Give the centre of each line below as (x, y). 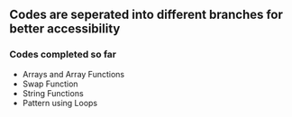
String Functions (53, 93)
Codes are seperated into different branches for (146, 15)
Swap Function (50, 84)
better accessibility (65, 29)
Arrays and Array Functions (73, 74)
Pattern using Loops (60, 103)
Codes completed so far (63, 55)
